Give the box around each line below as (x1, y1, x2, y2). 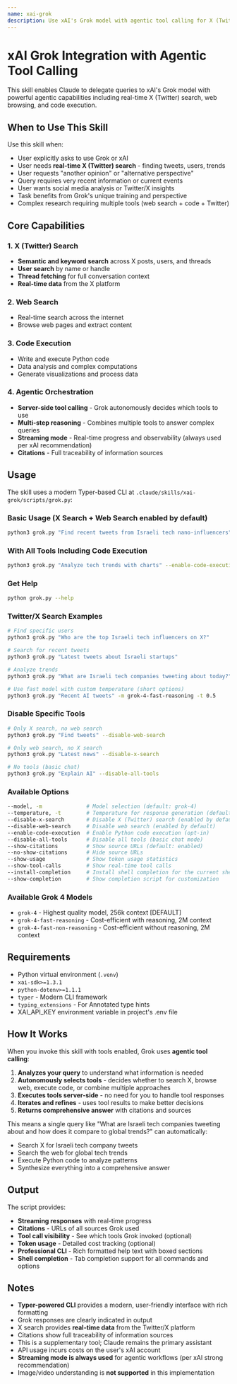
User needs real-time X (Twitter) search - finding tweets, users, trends (17, 161, 226, 170)
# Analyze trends (7, 666, 59, 673)
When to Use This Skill (7, 121, 108, 133)
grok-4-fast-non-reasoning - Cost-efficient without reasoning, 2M (17, 923, 210, 932)
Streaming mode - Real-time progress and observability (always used (17, 433, 221, 442)
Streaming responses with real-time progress (17, 1216, 152, 1225)
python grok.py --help (7, 595, 74, 602)
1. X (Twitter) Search (7, 241, 79, 251)
